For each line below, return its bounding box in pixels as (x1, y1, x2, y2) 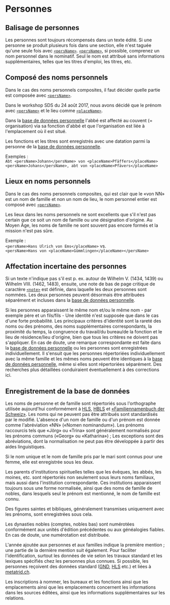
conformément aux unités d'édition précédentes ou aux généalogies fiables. (5, 527, 165, 533)
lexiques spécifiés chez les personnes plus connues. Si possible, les (5, 558, 149, 564)
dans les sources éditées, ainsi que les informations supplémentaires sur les (5, 590, 165, 596)
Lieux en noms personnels (5, 177, 91, 186)
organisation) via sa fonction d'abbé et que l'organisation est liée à (5, 123, 145, 129)
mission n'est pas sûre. (5, 227, 54, 233)
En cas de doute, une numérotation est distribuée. (5, 532, 110, 538)
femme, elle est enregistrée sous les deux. (5, 459, 94, 465)
